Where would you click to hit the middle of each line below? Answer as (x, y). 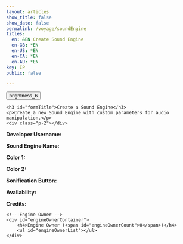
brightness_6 (24, 96)
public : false (24, 73)
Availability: (21, 193)
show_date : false (28, 23)
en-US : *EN (25, 51)
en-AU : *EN (25, 62)
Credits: (16, 204)
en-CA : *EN (25, 56)
